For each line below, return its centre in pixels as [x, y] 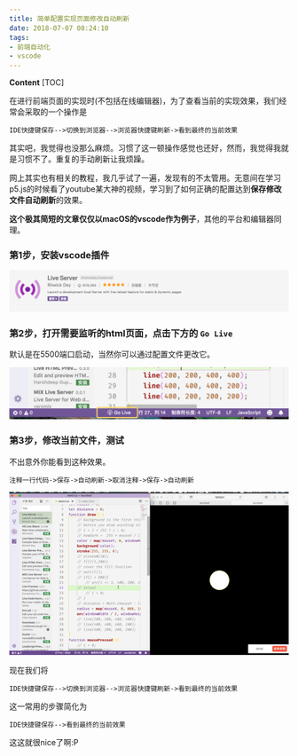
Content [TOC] [37, 83]
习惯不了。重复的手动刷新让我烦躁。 [82, 159]
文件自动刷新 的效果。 [48, 201]
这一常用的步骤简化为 [48, 706]
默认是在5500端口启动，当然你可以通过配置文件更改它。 [112, 354]
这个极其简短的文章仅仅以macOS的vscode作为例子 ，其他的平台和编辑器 [142, 219]
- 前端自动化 [30, 47]
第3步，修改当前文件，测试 [67, 441]
